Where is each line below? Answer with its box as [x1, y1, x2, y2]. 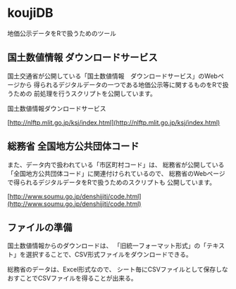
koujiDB [7, 5, 54, 21]
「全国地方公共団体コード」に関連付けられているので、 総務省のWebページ [7, 169, 225, 177]
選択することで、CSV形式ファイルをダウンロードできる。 [25, 250, 192, 259]
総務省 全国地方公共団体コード [7, 141, 139, 153]
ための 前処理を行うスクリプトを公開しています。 [13, 89, 157, 98]
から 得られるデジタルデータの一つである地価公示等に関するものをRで [19, 80, 223, 89]
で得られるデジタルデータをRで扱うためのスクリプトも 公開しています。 [7, 178, 216, 186]
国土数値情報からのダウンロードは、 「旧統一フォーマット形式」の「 [7, 241, 206, 250]
